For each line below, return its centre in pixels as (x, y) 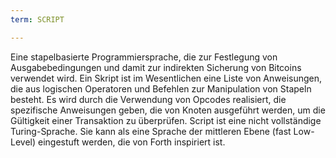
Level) (23, 142)
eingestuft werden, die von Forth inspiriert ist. (131, 142)
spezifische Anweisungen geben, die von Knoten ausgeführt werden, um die (168, 110)
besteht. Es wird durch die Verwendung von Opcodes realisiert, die (148, 99)
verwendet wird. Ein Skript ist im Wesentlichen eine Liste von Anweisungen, (166, 78)
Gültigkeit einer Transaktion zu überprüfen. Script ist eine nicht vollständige (166, 120)
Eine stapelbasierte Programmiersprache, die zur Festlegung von (144, 57)
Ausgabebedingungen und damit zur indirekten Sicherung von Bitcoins (156, 67)
